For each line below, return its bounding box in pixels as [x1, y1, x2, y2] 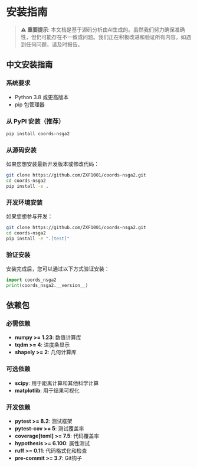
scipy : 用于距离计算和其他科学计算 [14, 379, 99, 387]
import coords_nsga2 [6, 277, 57, 283]
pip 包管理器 [14, 101, 45, 108]
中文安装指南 [6, 60, 53, 70]
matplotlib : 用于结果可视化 [14, 387, 80, 394]
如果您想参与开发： [6, 213, 53, 220]
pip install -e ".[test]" [6, 236, 70, 241]
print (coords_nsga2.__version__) [6, 282, 88, 288]
